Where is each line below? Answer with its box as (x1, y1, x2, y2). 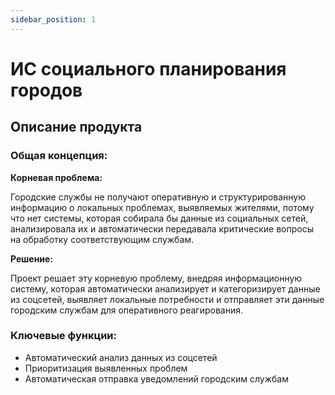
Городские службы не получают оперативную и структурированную (10, 191, 306, 203)
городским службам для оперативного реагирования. (10, 304, 243, 316)
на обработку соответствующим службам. (10, 233, 195, 245)
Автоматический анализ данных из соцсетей (24, 351, 218, 363)
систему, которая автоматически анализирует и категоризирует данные (10, 282, 321, 295)
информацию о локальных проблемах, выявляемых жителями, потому (10, 201, 315, 213)
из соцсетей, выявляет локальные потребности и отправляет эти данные (10, 293, 325, 305)
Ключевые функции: (10, 329, 117, 343)
